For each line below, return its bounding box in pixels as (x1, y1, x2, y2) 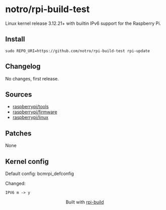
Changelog (5, 62, 41, 71)
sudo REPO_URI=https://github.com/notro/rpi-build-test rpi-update (5, 48, 150, 54)
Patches (5, 129, 32, 138)
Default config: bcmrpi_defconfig (5, 171, 74, 177)
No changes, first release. (5, 75, 59, 81)
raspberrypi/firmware (12, 109, 58, 115)
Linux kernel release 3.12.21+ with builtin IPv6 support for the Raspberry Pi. (5, 20, 161, 26)
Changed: (5, 181, 26, 186)
